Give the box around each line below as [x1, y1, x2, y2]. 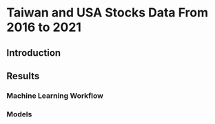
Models [6, 109, 32, 118]
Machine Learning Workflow [6, 91, 104, 101]
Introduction [6, 47, 61, 59]
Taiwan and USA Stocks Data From [6, 5, 209, 21]
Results [6, 70, 40, 82]
